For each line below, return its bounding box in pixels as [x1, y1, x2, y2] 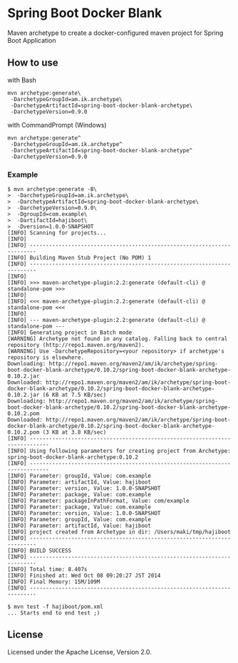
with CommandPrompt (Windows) [7, 120, 107, 129]
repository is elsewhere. [7, 354, 84, 361]
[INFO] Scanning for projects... [7, 229, 107, 236]
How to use [7, 57, 58, 69]
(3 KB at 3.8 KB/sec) [42, 429, 107, 436]
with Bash [7, 75, 37, 84]
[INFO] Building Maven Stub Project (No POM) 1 [7, 254, 152, 261]
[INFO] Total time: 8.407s [7, 566, 88, 573]
